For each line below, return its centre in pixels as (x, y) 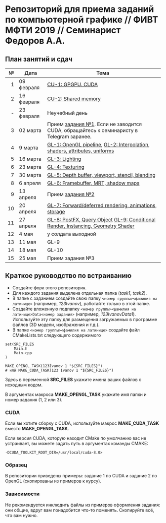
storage (56, 212)
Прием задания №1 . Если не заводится (95, 124)
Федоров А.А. (35, 41)
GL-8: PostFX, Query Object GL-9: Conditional (101, 220)
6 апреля (30, 183)
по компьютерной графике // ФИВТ (82, 20)
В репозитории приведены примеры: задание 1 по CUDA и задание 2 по (81, 476)
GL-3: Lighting (64, 159)
